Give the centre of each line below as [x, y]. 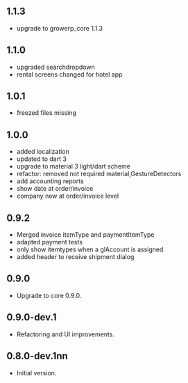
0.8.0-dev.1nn [37, 356]
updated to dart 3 [42, 159]
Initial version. [36, 373]
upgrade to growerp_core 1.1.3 [60, 28]
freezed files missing [46, 113]
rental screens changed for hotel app [69, 74]
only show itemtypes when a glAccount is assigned [90, 249]
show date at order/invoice [55, 189]
